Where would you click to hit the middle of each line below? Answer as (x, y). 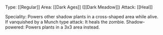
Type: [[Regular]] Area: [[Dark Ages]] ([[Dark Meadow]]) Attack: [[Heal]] (79, 7)
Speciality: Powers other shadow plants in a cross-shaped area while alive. (82, 17)
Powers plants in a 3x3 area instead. (63, 27)
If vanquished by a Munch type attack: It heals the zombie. (65, 22)
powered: (15, 27)
